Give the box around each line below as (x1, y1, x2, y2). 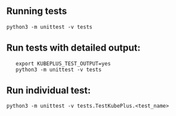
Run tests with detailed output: (6, 42, 141, 54)
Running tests (6, 5, 68, 17)
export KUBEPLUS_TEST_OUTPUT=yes (15, 60, 111, 67)
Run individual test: (6, 85, 91, 96)
